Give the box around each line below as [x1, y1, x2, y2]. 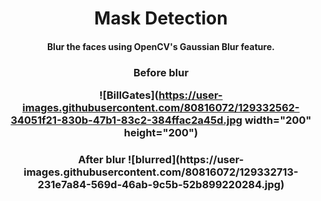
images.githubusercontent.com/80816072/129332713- [23, 165, 299, 179]
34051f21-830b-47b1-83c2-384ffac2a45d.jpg [10, 113, 243, 127]
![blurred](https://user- [127, 153, 245, 166]
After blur [77, 153, 126, 166]
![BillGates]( [99, 88, 160, 102]
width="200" [244, 113, 312, 127]
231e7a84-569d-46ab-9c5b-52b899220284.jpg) [37, 178, 285, 191]
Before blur [132, 65, 190, 79]
